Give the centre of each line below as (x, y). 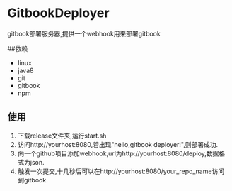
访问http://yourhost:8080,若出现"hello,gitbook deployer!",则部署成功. (118, 144)
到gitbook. (33, 180)
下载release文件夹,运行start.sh (62, 136)
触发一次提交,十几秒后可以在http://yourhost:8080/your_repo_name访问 (121, 171)
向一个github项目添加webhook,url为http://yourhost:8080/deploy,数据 (118, 153)
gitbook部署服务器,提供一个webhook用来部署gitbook (84, 33)
